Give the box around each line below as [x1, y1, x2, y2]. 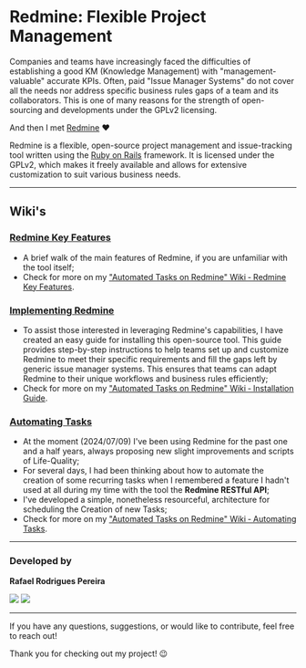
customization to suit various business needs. [9, 169, 181, 180]
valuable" [9, 75, 46, 86]
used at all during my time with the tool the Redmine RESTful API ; [22, 485, 270, 496]
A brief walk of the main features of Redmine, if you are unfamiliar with [22, 252, 289, 263]
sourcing [9, 104, 43, 115]
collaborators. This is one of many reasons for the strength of [9, 94, 240, 106]
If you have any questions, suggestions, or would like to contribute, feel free [9, 621, 295, 631]
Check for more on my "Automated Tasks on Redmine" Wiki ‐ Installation [22, 382, 294, 393]
